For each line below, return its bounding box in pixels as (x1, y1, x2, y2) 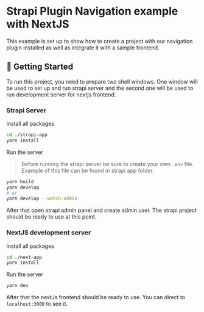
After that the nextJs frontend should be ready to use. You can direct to (6, 294, 186, 301)
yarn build (6, 178, 34, 184)
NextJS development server (6, 228, 91, 237)
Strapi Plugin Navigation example (6, 4, 178, 18)
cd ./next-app (6, 254, 43, 260)
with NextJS (6, 17, 69, 31)
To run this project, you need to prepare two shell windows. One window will (6, 78, 198, 85)
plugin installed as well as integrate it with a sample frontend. (6, 44, 160, 51)
